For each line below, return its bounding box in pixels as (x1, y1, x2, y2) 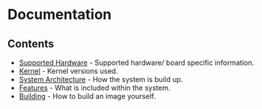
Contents (7, 37, 55, 51)
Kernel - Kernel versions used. (18, 66, 118, 76)
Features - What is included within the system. (18, 83, 171, 92)
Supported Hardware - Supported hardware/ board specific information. (18, 58, 255, 67)
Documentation (7, 6, 112, 24)
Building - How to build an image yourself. (18, 92, 156, 100)
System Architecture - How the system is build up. (18, 75, 184, 84)
